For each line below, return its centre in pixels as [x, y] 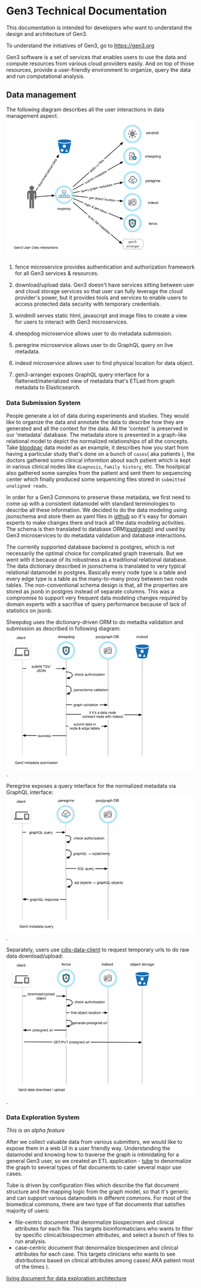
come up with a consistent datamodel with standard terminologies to [91, 504]
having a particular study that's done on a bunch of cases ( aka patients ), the [100, 454]
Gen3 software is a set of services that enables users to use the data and [96, 57]
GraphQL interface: [30, 792]
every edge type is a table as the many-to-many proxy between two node [97, 579]
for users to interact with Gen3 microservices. [71, 322]
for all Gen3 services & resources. [57, 273]
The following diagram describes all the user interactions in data [85, 109]
